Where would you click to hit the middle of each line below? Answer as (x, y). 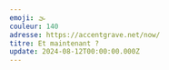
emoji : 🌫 (28, 18)
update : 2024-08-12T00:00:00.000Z (75, 52)
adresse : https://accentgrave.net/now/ (85, 35)
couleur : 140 (34, 26)
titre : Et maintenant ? (55, 43)
